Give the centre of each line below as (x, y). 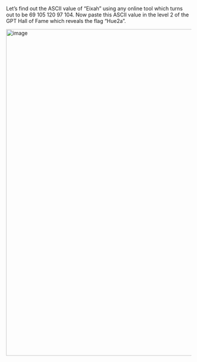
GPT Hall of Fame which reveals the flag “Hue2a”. (66, 21)
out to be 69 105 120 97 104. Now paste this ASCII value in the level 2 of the (98, 15)
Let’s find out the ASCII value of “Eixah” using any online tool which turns (95, 9)
